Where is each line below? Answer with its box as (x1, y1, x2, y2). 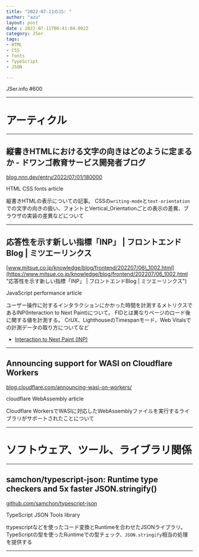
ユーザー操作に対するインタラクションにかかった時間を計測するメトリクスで (6, 301, 193, 309)
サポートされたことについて (26, 414, 95, 422)
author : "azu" (6, 14, 41, 20)
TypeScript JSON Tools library (6, 511, 81, 518)
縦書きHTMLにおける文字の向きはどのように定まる (6, 146, 192, 156)
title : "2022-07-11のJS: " (6, 8, 72, 15)
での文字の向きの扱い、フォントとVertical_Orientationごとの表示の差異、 (6, 205, 184, 212)
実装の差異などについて (26, 212, 84, 220)
